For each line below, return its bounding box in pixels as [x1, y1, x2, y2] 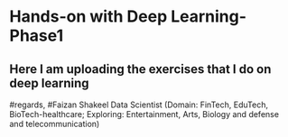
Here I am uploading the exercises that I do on [9, 61, 272, 77]
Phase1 [9, 25, 64, 46]
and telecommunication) [9, 119, 100, 129]
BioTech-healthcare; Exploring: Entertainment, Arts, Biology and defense [9, 109, 280, 119]
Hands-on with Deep [9, 6, 168, 27]
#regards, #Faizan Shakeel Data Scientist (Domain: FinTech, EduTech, [9, 99, 269, 110]
